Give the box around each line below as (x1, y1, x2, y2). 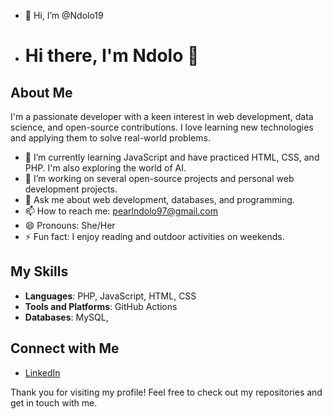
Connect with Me (10, 340, 120, 357)
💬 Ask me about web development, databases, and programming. (24, 194, 295, 205)
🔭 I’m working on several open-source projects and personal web (24, 173, 295, 184)
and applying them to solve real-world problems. (10, 132, 211, 144)
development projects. (24, 183, 118, 195)
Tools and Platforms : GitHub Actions (24, 300, 178, 312)
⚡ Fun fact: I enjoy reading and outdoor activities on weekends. (24, 231, 285, 242)
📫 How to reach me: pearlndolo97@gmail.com (24, 205, 219, 217)
